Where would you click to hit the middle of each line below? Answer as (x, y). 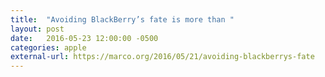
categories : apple (48, 47)
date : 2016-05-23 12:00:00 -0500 (84, 38)
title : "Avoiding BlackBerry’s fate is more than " (122, 19)
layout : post (37, 29)
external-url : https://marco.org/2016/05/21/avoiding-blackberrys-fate (162, 57)
